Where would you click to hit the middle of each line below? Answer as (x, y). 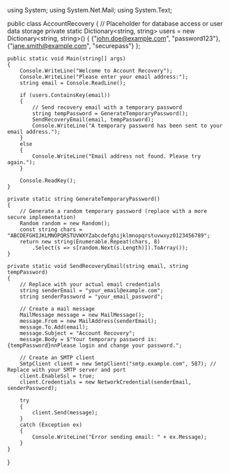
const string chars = (51, 230)
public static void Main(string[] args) (67, 59)
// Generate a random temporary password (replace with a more (114, 211)
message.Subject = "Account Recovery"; (78, 333)
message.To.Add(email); (54, 327)
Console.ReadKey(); (48, 181)
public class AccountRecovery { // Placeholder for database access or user (115, 23)
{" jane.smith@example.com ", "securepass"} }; (74, 46)
